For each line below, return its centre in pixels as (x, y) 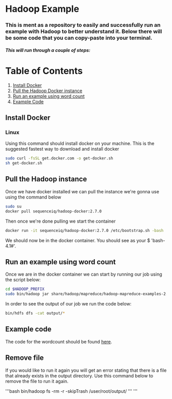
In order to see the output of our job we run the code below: (68, 304)
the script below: (23, 280)
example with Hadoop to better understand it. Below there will (84, 31)
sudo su (14, 206)
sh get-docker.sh (24, 163)
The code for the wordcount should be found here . (59, 341)
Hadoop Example (42, 9)
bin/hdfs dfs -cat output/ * (35, 313)
